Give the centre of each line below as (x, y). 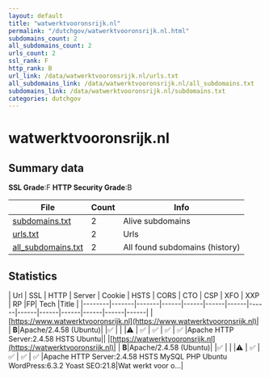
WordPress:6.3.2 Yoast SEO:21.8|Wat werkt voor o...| (96, 366)
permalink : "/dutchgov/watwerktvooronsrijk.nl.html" (99, 31)
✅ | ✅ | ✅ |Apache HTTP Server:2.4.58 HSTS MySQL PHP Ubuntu (118, 357)
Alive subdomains (157, 221)
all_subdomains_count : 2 (50, 46)
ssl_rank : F (28, 61)
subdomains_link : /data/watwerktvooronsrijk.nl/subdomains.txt (117, 91)
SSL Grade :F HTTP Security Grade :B (70, 187)
